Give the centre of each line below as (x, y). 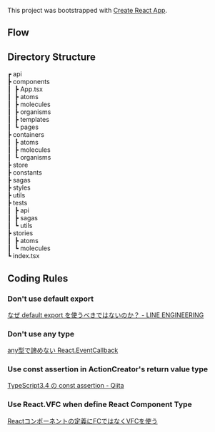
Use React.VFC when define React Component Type (100, 404)
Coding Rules (38, 278)
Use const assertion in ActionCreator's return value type (108, 369)
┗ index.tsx (24, 256)
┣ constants (25, 173)
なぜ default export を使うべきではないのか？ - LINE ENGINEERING (106, 315)
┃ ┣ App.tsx (25, 89)
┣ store (18, 165)
